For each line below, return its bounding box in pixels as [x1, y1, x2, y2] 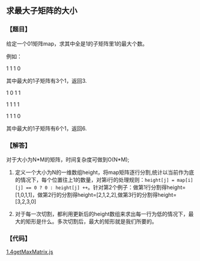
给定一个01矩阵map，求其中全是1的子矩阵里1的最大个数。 [6, 40, 148, 47]
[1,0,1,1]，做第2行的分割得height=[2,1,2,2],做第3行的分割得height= [14, 191, 177, 198]
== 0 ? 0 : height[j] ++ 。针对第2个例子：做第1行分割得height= [26, 184, 186, 191]
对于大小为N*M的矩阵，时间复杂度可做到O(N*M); [6, 155, 130, 163]
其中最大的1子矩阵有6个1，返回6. [6, 125, 87, 132]
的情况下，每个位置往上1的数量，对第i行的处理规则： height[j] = [14, 176, 175, 183]
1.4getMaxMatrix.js [6, 248, 53, 256]
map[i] [177, 177, 193, 183]
